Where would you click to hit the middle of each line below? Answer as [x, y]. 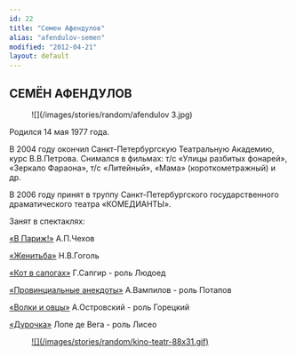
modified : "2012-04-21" [53, 47]
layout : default [39, 56]
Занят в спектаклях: [48, 221]
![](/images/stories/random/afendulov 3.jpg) [112, 115]
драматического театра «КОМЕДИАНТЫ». [90, 203]
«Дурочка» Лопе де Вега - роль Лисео [83, 324]
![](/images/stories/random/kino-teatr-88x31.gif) [120, 341]
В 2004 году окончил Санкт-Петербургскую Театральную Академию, [142, 149]
